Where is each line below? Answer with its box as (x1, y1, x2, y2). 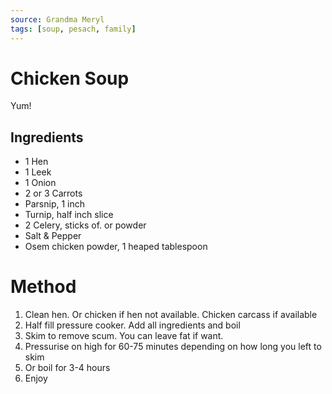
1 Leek (24, 166, 52, 178)
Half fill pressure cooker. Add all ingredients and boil (24, 319, 241, 331)
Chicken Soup (10, 67, 130, 90)
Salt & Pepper (24, 230, 82, 242)
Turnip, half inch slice (24, 209, 114, 221)
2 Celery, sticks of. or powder (24, 219, 147, 231)
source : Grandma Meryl (10, 14, 105, 25)
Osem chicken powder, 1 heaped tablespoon (24, 241, 208, 253)
